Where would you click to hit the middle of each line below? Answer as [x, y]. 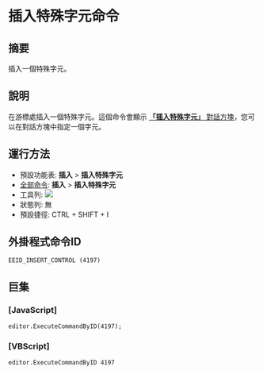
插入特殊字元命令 [64, 16]
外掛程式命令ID [45, 242]
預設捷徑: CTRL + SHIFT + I [64, 214]
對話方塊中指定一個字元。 [63, 126]
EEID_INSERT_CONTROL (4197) [55, 260]
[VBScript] [29, 346]
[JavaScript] [33, 310]
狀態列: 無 [36, 204]
